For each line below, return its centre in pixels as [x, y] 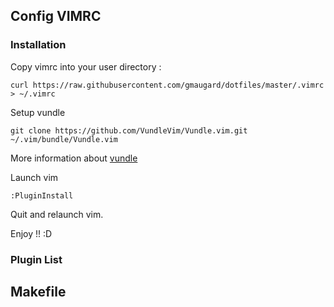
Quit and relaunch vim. [57, 214]
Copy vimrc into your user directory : [86, 66]
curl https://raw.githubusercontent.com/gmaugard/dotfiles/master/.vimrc [167, 85]
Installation [38, 45]
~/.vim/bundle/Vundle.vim [64, 139]
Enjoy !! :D [31, 233]
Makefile [38, 292]
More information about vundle [74, 158]
